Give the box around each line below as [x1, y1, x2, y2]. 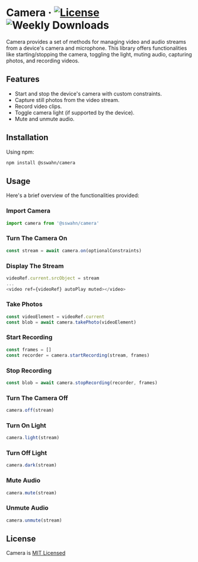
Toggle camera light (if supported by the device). [14, 109, 135, 116]
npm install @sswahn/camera [6, 160, 76, 166]
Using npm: [6, 148, 34, 155]
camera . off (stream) [6, 407, 55, 414]
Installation [6, 132, 49, 142]
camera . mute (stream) [6, 490, 58, 496]
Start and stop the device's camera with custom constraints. [14, 90, 162, 97]
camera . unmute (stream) [6, 517, 62, 523]
